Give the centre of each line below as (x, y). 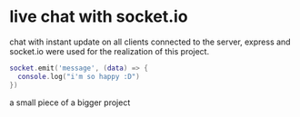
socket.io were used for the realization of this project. (110, 51)
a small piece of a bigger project (70, 102)
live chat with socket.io (99, 17)
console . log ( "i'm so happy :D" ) (79, 76)
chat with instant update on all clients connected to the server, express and (150, 42)
